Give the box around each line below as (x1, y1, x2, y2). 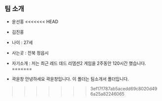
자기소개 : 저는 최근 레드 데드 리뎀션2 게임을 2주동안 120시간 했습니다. (11, 60, 146, 66)
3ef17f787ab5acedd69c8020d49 (90, 85, 158, 92)
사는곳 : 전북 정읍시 (11, 50, 49, 55)
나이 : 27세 (11, 39, 33, 45)
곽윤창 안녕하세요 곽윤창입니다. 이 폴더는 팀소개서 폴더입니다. (11, 76, 129, 82)
